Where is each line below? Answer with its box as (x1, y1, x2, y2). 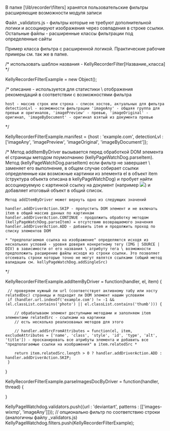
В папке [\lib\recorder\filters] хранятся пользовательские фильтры (5, 5, 148, 10)
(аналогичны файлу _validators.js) (5, 415, 78, 420)
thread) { (5, 384, 24, 390)
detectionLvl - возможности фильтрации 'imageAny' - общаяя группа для (5, 106, 160, 111)
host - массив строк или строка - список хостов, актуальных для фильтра (5, 101, 165, 106)
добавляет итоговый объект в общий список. (5, 187, 104, 193)
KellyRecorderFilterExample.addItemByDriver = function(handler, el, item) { (5, 279, 162, 284)
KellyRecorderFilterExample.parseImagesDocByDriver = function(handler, (5, 379, 159, 384)
